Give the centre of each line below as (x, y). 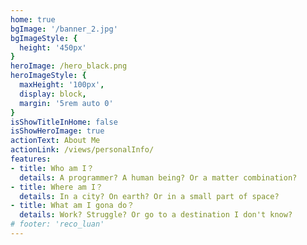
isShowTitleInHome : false (64, 122)
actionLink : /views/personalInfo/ (82, 150)
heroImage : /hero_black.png (69, 66)
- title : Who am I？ (52, 168)
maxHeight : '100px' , (62, 85)
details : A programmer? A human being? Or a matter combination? (158, 177)
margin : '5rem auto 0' (66, 103)
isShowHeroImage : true (57, 131)
